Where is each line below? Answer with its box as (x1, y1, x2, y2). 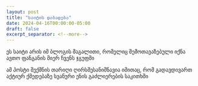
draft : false (6, 25, 39, 32)
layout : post (6, 8, 39, 15)
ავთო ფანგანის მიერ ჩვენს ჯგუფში (6, 55, 95, 62)
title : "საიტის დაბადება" (6, 15, 71, 21)
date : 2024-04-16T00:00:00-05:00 (6, 20, 91, 26)
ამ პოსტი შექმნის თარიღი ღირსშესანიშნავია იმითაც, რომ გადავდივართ (6, 66, 193, 73)
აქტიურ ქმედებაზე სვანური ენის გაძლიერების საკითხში (6, 73, 148, 80)
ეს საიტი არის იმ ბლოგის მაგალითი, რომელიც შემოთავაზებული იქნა (6, 48, 186, 55)
